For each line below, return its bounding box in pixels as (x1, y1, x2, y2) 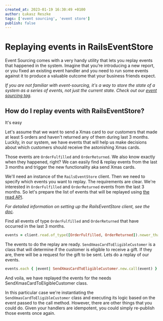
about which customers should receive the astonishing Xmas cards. (5, 144, 141, 150)
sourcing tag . (5, 93, 32, 98)
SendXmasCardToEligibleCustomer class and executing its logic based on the (5, 294, 155, 301)
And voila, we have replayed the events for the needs (5, 275, 112, 281)
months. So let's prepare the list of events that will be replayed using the (5, 189, 149, 194)
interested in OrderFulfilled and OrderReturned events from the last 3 (5, 184, 145, 190)
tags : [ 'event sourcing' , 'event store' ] (5, 16, 90, 21)
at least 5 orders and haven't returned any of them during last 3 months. (5, 134, 149, 140)
